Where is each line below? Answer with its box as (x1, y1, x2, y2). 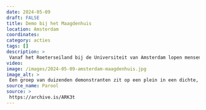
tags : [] (6, 43, 29, 50)
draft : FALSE (6, 15, 40, 21)
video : (6, 60, 23, 66)
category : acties (6, 37, 51, 43)
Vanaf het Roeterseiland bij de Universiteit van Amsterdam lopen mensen (9, 54, 202, 61)
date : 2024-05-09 (6, 9, 51, 15)
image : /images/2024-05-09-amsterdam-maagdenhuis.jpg (6, 65, 147, 72)
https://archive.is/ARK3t (9, 94, 75, 100)
